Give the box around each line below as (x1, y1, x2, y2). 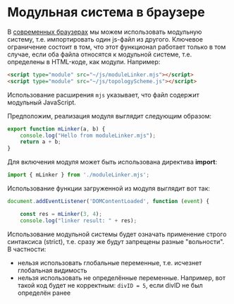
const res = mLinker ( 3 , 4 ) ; (20, 210, 102, 217)
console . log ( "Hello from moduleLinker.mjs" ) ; (20, 132, 156, 139)
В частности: (7, 245, 47, 253)
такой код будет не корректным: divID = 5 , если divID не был (17, 281, 203, 289)
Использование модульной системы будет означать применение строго (7, 230, 227, 238)
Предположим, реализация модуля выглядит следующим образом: (7, 111, 212, 120)
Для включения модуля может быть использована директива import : (7, 158, 217, 166)
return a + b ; (20, 138, 61, 145)
